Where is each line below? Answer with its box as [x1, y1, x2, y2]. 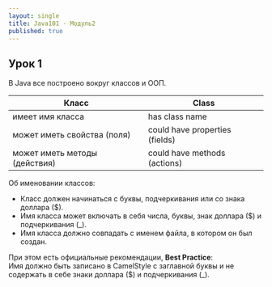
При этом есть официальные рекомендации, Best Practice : [8, 252, 213, 263]
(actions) [147, 158, 183, 169]
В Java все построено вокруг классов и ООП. [8, 78, 167, 88]
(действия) [12, 158, 57, 169]
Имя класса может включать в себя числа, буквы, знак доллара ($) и [19, 211, 261, 221]
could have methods [147, 147, 226, 158]
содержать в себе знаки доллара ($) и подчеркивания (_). [8, 270, 210, 280]
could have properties [147, 125, 232, 136]
